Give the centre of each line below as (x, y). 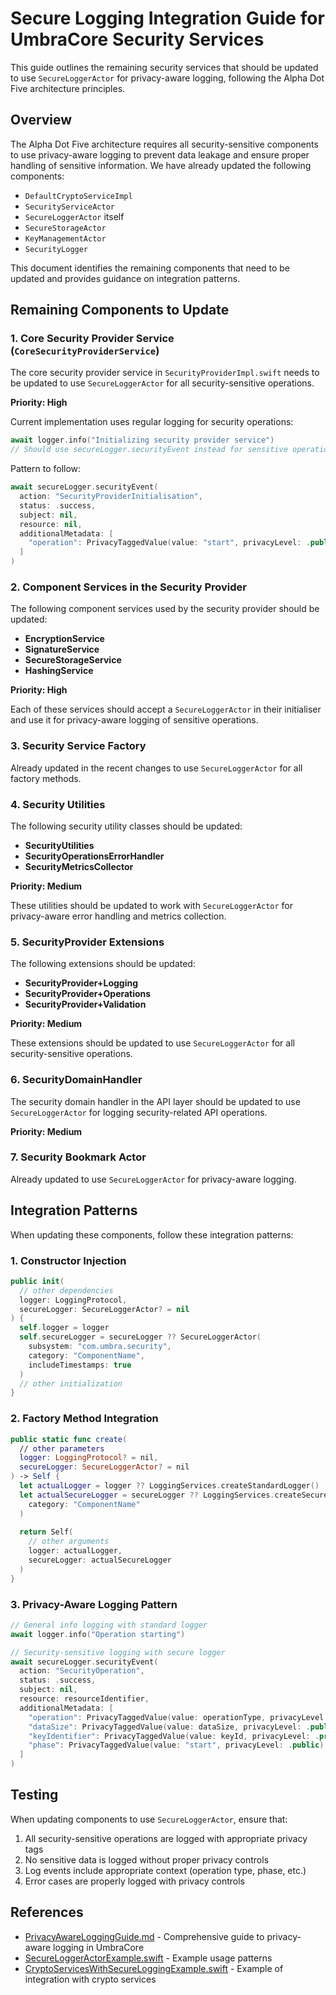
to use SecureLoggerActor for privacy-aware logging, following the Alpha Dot (167, 78)
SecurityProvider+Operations (88, 994)
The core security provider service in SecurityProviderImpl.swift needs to (165, 373)
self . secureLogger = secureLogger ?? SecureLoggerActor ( (140, 1337)
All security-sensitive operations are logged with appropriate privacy (166, 1838)
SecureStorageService (73, 660)
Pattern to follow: (46, 469)
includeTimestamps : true (80, 1365)
